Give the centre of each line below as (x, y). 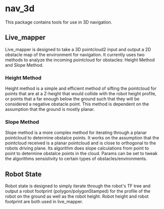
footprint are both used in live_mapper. (44, 202)
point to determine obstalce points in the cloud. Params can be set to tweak (81, 154)
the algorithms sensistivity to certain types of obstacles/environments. (76, 159)
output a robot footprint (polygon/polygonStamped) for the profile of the (78, 191)
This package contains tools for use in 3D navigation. (59, 22)
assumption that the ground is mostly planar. (50, 109)
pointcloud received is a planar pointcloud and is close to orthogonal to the (81, 143)
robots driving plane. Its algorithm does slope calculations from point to (77, 148)
